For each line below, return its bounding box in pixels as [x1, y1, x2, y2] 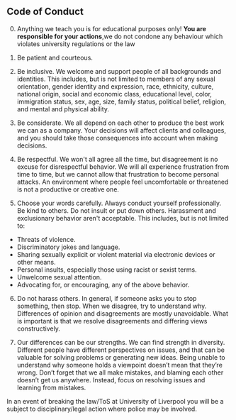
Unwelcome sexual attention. [16, 272, 102, 281]
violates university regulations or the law [16, 39, 135, 48]
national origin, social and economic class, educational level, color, [16, 89, 212, 98]
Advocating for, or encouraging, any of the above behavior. [16, 280, 190, 289]
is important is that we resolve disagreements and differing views [16, 316, 208, 325]
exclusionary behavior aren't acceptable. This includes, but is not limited [16, 214, 229, 222]
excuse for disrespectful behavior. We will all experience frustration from [16, 162, 230, 171]
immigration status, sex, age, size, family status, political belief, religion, [16, 97, 226, 106]
